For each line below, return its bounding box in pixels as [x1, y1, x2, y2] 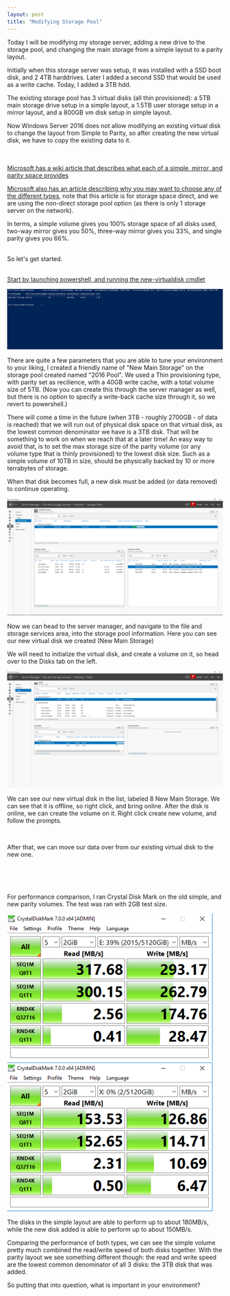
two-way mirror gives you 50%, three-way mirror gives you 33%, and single [7, 227, 222, 235]
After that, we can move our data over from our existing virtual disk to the [7, 843, 214, 851]
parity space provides [7, 171, 69, 179]
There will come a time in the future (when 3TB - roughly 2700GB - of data [7, 413, 218, 421]
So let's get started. [7, 254, 63, 263]
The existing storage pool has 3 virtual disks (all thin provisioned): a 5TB [7, 93, 211, 102]
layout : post [7, 11, 44, 18]
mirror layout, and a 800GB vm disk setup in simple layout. [7, 108, 172, 116]
